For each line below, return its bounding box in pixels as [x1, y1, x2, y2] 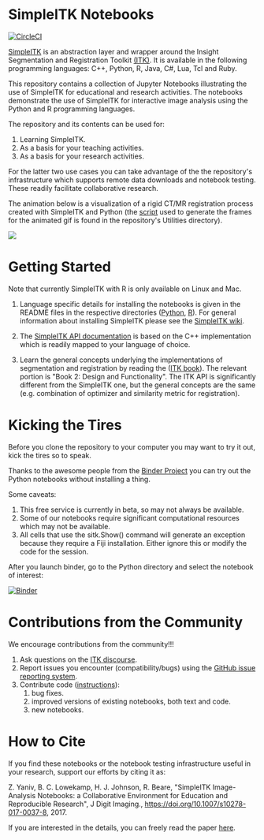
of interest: [8, 570, 43, 580]
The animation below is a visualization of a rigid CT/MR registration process [8, 199, 254, 208]
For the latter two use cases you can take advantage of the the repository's [8, 166, 253, 176]
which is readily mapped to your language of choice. [19, 339, 191, 349]
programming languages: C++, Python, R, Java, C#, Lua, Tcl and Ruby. [8, 63, 238, 73]
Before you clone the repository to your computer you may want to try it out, [8, 442, 256, 451]
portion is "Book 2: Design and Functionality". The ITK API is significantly [19, 371, 256, 381]
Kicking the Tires [8, 416, 122, 435]
